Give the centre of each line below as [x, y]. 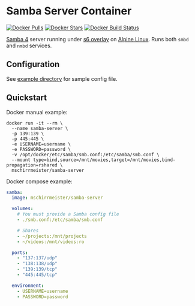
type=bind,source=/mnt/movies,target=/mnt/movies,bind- [104, 160]
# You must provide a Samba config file [68, 214]
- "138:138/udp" [37, 264]
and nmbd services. [29, 46]
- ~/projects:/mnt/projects [52, 236]
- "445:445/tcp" [37, 275]
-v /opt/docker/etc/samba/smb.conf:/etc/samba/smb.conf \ [86, 154]
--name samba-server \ [40, 128]
